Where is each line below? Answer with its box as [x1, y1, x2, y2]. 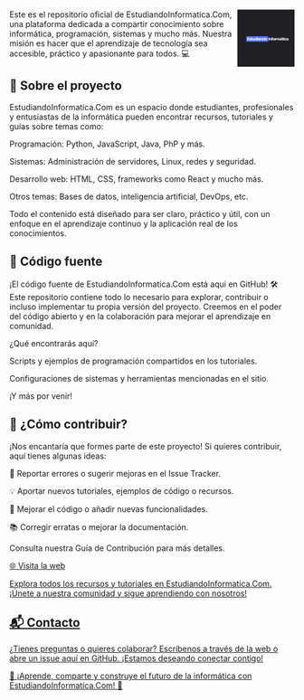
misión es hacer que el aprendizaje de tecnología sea [9, 38, 208, 49]
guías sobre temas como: [9, 121, 104, 131]
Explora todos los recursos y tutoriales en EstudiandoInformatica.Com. [9, 578, 272, 589]
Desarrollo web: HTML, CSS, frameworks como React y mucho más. [9, 174, 264, 184]
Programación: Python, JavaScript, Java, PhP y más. [9, 138, 205, 149]
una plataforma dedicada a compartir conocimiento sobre [9, 19, 224, 30]
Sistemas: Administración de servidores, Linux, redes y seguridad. [9, 156, 256, 166]
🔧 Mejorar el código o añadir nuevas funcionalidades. [9, 503, 208, 515]
